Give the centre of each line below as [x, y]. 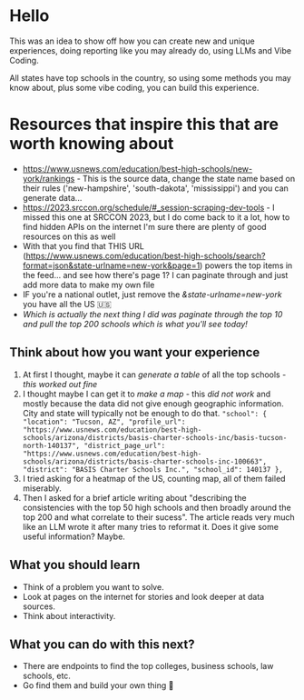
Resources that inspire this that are [144, 125]
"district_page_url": [125, 445]
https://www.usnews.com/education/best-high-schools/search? [146, 255]
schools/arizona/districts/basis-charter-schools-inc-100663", [145, 461]
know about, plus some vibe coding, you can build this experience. [134, 87]
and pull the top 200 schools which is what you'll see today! [135, 324]
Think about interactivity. [69, 615]
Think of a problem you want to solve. [93, 586]
